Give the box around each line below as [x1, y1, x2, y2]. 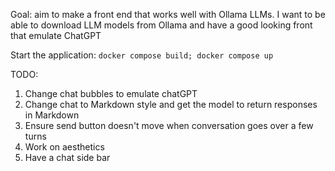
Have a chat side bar [24, 152, 111, 163]
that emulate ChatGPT [10, 30, 102, 41]
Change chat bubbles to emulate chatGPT [24, 88, 198, 99]
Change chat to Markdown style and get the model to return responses [24, 99, 318, 110]
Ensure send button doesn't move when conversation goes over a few [24, 120, 314, 131]
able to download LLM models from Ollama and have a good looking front [10, 19, 313, 31]
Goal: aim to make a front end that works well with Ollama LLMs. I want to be [10, 9, 326, 20]
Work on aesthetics [24, 141, 105, 153]
